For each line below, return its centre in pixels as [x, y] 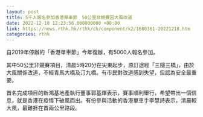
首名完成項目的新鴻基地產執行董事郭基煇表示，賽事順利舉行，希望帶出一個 [99, 93]
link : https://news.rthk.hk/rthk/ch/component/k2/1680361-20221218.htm [98, 29]
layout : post [23, 12]
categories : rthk [28, 34]
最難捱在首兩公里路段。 [51, 108]
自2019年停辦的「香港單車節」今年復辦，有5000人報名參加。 [82, 52]
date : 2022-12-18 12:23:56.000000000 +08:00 [63, 23]
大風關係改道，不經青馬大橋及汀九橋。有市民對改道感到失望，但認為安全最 [99, 72]
